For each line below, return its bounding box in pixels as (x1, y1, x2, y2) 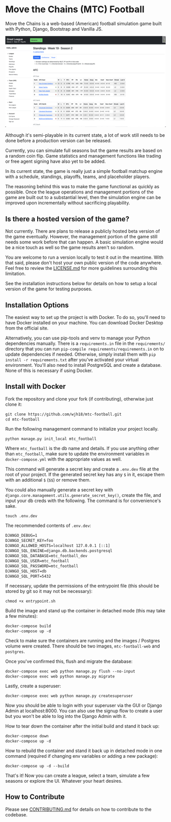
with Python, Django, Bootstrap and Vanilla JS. (5, 26, 103, 32)
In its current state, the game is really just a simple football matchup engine (5, 168, 163, 175)
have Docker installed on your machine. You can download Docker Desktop (5, 320, 164, 326)
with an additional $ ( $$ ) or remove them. (5, 477, 91, 483)
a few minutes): (5, 613, 38, 619)
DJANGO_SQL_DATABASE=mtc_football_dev (5, 553, 88, 558)
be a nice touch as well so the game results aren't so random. (5, 244, 134, 251)
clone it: (5, 401, 22, 407)
